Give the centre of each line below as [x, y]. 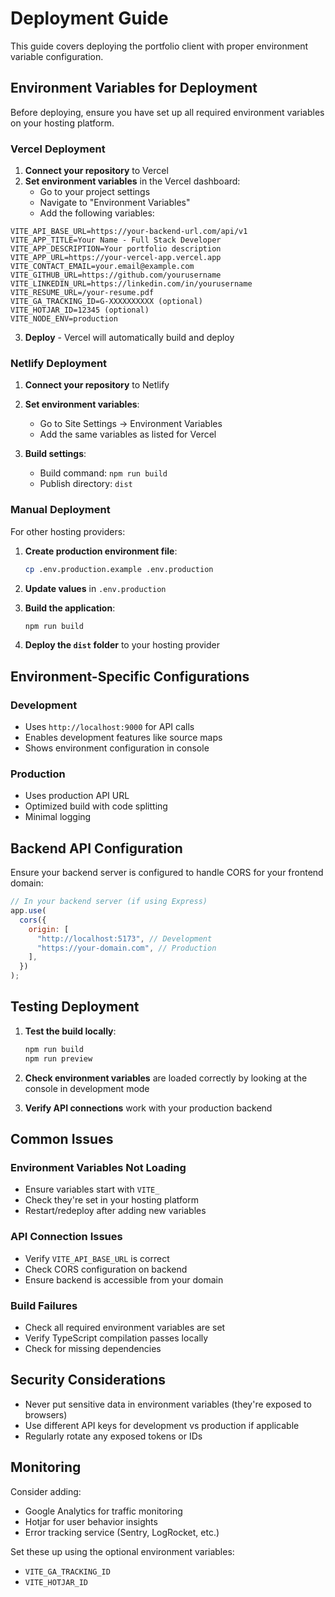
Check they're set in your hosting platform [111, 1200]
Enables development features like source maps [123, 738]
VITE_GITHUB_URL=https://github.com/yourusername [116, 275]
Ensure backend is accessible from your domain [124, 1279]
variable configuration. [57, 56]
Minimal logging [58, 817]
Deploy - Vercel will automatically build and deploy [129, 338]
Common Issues [62, 1139]
